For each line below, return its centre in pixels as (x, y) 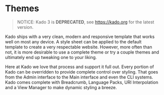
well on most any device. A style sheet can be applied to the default (73, 41)
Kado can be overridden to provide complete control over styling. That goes (82, 72)
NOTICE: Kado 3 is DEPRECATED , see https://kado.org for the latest (85, 22)
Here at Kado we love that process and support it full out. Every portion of (80, 67)
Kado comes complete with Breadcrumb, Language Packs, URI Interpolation (82, 82)
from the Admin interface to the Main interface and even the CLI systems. (79, 77)
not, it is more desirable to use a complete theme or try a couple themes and (82, 52)
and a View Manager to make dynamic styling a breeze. (61, 87)
